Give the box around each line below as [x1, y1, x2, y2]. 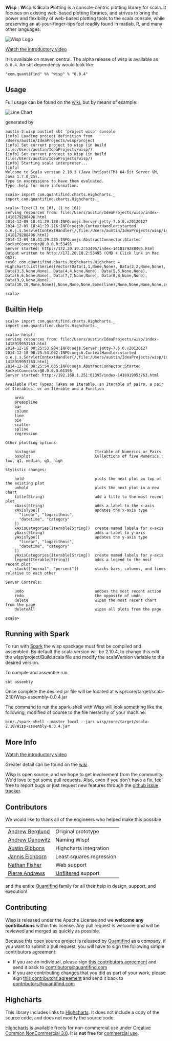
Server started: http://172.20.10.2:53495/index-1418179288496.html [5, 246, 155, 251]
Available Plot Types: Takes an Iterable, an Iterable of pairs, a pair [5, 382, 164, 387]
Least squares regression [55, 853, 117, 860]
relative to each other [5, 570, 56, 576]
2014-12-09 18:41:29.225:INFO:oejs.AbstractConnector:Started [5, 237, 141, 242]
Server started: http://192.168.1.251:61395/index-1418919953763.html [5, 372, 159, 378]
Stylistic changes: [5, 467, 47, 472]
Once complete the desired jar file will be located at [5, 689, 114, 695]
